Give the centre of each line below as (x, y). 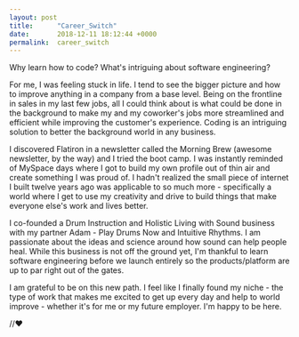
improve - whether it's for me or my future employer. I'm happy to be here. (145, 307)
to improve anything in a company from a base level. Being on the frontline (146, 94)
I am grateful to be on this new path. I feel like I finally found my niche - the (146, 288)
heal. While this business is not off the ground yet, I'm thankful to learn (139, 252)
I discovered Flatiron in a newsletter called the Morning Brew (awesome (141, 149)
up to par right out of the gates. (67, 270)
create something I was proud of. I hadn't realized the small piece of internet (149, 178)
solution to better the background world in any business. (113, 132)
